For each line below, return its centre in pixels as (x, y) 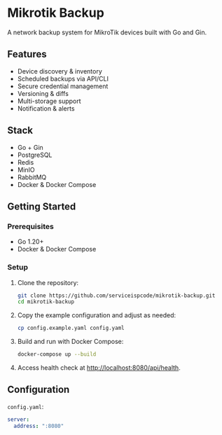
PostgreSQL (35, 155)
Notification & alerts (46, 108)
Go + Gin (30, 147)
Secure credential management (63, 86)
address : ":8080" (39, 426)
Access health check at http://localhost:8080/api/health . (99, 368)
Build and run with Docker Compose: (70, 342)
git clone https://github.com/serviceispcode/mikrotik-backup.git (116, 296)
